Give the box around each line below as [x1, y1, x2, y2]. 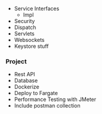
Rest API [14, 71, 36, 78]
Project [5, 57, 27, 66]
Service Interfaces [14, 5, 60, 12]
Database [14, 77, 38, 84]
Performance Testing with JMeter [14, 96, 97, 103]
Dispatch [14, 24, 36, 31]
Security [14, 18, 35, 24]
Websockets [14, 37, 45, 43]
